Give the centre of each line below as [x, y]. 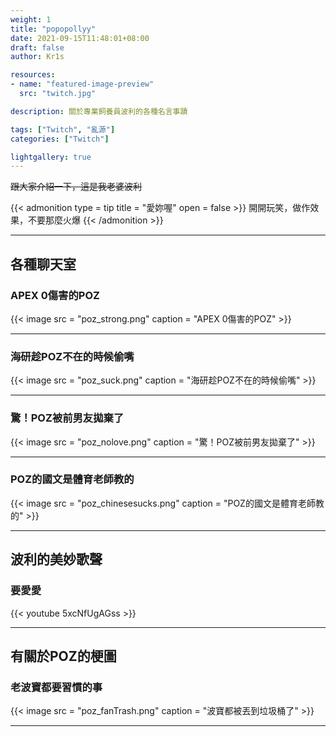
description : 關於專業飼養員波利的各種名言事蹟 [99, 111]
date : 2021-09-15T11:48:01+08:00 [80, 38]
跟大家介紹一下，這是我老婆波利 [76, 187]
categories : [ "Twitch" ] [60, 139]
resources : [33, 75]
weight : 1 [31, 19]
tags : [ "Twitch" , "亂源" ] [63, 129]
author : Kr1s [37, 57]
